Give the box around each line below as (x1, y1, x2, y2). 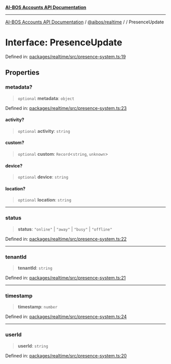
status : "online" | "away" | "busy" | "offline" (17, 226, 112, 232)
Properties (5, 68, 40, 77)
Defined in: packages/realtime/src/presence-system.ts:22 (5, 236, 127, 242)
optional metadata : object (17, 95, 75, 101)
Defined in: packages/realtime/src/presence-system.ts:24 (5, 314, 127, 320)
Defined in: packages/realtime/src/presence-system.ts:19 (5, 53, 126, 60)
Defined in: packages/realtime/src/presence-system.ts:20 (5, 352, 127, 358)
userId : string (17, 343, 48, 349)
